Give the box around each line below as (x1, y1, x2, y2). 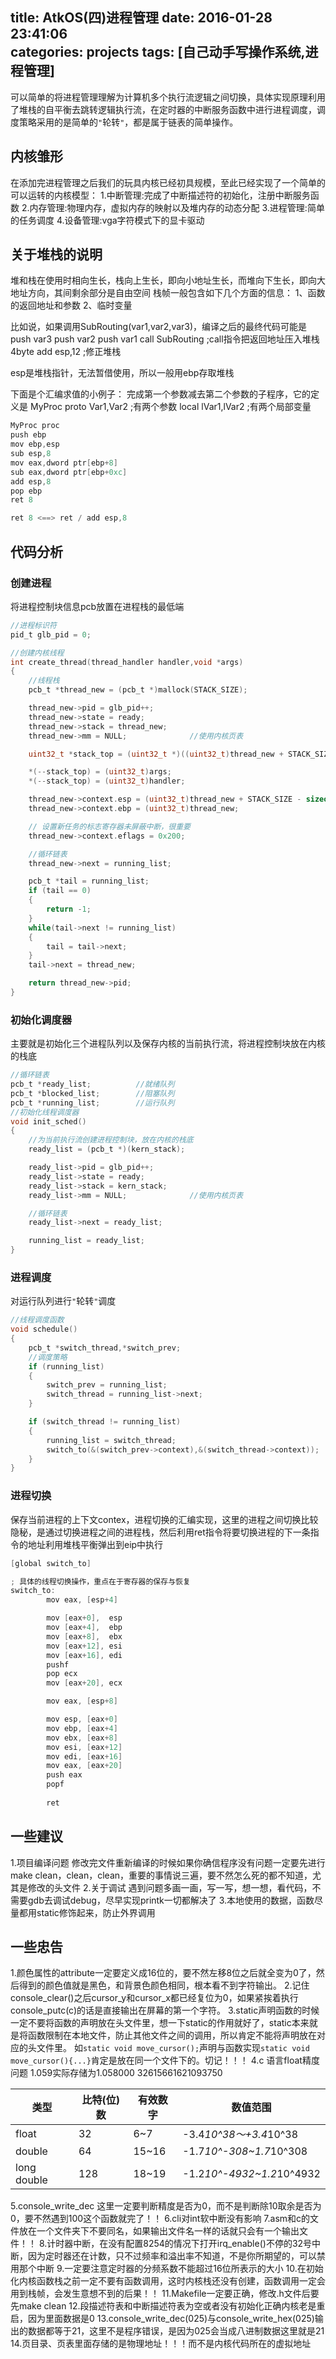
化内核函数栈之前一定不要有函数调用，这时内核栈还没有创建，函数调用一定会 (10, 2275, 326, 2287)
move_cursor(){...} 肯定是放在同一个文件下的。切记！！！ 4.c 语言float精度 (10, 2054, 320, 2067)
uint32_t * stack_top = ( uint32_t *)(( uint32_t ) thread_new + (28, 749, 284, 759)
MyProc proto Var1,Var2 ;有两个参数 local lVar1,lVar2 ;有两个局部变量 (29, 401, 312, 413)
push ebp (10, 430, 47, 440)
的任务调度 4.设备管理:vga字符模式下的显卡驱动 (10, 214, 205, 226)
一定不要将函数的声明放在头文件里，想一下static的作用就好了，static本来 (10, 2017, 310, 2029)
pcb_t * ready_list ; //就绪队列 (10, 1079, 175, 1090)
